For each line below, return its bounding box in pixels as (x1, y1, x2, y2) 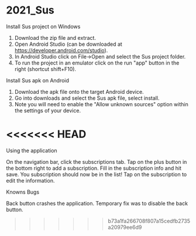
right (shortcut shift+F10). (14, 65, 77, 72)
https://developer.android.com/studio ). (14, 46, 108, 53)
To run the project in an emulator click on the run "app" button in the (14, 59, 180, 66)
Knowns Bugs (6, 188, 40, 195)
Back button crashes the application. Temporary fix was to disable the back (6, 200, 188, 207)
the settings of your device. (14, 107, 81, 114)
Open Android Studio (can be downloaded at (14, 41, 123, 48)
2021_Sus (6, 4, 54, 17)
